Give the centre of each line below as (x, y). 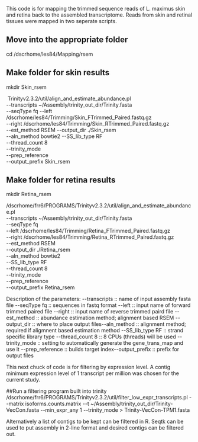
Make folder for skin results (58, 73)
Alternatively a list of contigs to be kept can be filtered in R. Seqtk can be (95, 422)
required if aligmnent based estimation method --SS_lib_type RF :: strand (95, 331)
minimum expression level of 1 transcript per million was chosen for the (92, 373)
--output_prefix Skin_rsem (38, 161)
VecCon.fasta (23, 410)
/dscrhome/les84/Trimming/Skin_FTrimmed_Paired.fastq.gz (79, 117)
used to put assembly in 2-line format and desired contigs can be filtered (95, 428)
